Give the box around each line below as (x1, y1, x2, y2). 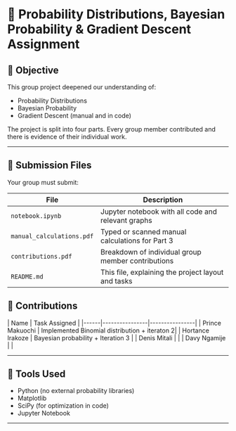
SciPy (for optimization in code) (17, 401, 109, 410)
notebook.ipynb (11, 212, 62, 220)
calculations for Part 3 (100, 236, 173, 245)
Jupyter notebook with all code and (100, 207, 218, 217)
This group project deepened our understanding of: (7, 83, 157, 91)
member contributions (100, 256, 174, 266)
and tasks (100, 276, 133, 285)
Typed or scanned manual (100, 226, 187, 236)
